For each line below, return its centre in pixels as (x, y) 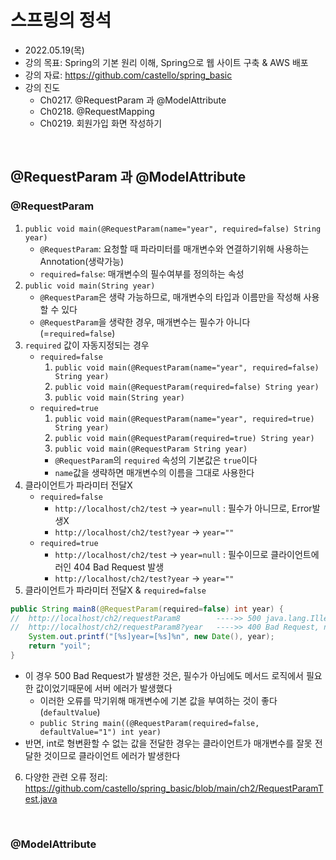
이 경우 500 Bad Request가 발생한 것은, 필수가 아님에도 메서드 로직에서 (164, 675)
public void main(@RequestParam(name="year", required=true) (184, 419)
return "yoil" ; (60, 646)
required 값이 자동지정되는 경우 (87, 345)
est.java (41, 798)
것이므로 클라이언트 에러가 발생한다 (112, 755)
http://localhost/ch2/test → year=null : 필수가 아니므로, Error (183, 508)
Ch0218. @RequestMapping (97, 111)
